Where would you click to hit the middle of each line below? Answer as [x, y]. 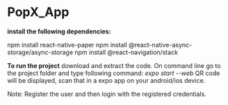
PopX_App [38, 12]
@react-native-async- [160, 45]
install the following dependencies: [59, 31]
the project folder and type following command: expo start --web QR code [114, 73]
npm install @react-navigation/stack [127, 52]
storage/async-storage [40, 52]
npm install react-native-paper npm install [67, 45]
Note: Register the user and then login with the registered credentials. [107, 94]
